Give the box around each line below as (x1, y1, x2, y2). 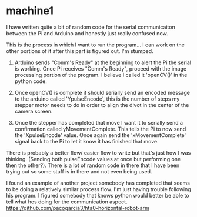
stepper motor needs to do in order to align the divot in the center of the (14, 101, 189, 108)
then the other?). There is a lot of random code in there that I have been (6, 162, 180, 169)
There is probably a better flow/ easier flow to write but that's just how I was (6, 149, 191, 156)
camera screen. (14, 108, 53, 115)
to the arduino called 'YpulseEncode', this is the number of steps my (14, 95, 180, 102)
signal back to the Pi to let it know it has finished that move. (14, 138, 159, 145)
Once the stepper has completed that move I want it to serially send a (14, 119, 183, 126)
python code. (14, 78, 47, 85)
